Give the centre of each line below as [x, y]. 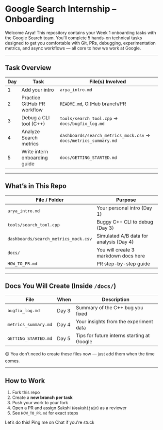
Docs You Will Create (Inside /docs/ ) [61, 286]
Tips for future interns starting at [113, 335]
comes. [13, 361]
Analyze [31, 131]
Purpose [126, 200]
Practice [31, 97]
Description [115, 300]
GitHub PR [33, 104]
